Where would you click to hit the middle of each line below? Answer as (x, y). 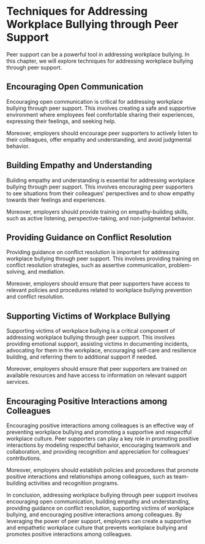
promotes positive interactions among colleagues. (69, 534)
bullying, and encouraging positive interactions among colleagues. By (94, 515)
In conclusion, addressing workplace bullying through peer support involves (102, 495)
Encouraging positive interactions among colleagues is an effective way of (100, 425)
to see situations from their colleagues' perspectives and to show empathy (100, 193)
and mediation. (46, 272)
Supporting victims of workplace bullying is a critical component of (91, 331)
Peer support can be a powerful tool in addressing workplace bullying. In (98, 54)
